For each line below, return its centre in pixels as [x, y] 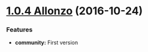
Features [19, 30]
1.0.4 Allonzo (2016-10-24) [75, 11]
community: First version [46, 42]
